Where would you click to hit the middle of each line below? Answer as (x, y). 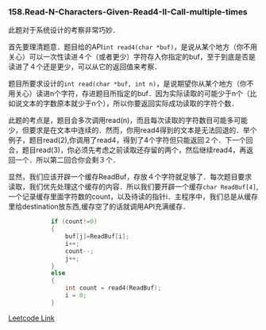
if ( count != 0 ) (74, 222)
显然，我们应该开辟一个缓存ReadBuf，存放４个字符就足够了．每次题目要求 (130, 177)
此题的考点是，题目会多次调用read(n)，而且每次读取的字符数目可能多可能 (128, 121)
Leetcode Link (32, 318)
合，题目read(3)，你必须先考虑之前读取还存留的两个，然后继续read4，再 (127, 150)
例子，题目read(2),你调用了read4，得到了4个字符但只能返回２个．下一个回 (131, 140)
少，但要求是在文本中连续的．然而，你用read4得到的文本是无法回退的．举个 (133, 130)
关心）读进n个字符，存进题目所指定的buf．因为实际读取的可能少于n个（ (132, 94)
